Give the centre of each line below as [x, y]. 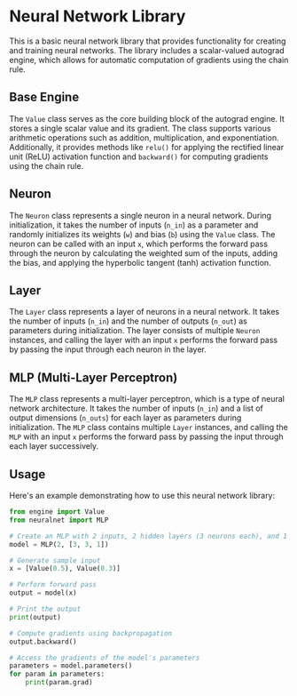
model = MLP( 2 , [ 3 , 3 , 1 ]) [59, 544]
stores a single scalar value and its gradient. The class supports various [140, 128]
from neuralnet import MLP [59, 520]
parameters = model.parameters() [71, 666]
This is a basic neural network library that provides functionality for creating [148, 41]
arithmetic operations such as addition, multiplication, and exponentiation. [144, 137]
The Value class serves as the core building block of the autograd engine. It [147, 118]
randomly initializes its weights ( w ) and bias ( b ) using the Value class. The [142, 234]
